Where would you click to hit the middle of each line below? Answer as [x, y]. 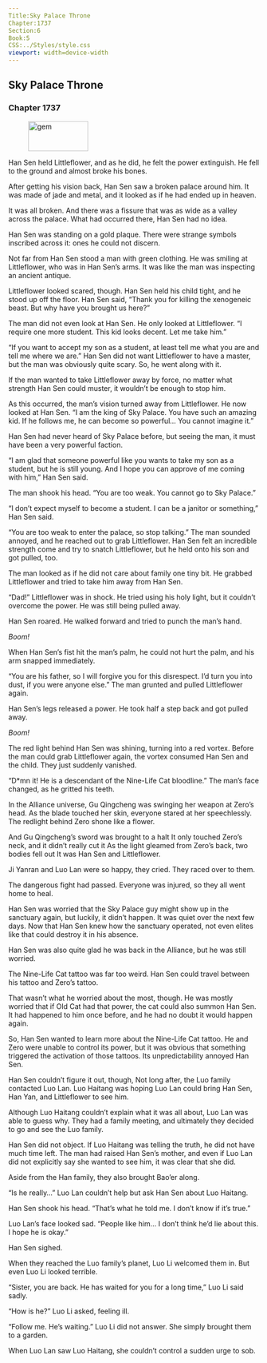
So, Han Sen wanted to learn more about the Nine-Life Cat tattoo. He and [128, 1038]
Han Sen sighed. [35, 1247]
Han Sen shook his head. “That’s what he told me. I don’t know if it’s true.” [130, 1208]
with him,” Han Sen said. [48, 477]
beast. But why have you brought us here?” [79, 308]
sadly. [18, 1295]
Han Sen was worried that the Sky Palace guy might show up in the [119, 909]
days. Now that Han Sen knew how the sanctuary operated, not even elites [131, 926]
